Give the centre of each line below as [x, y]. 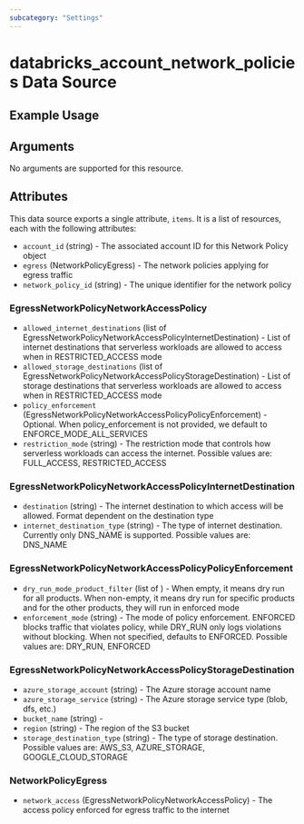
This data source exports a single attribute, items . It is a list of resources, [145, 218]
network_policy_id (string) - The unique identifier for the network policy [157, 284]
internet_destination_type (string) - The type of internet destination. [152, 526]
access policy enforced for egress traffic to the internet [126, 810]
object [34, 255]
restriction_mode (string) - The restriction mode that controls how [147, 444]
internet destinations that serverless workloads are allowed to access [152, 347]
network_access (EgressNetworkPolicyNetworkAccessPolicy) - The [147, 800]
